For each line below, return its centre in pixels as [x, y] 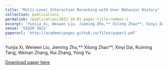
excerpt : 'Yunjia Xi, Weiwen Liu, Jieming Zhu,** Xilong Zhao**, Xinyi [81, 24]
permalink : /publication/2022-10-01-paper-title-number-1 [67, 19]
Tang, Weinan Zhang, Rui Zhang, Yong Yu [48, 52]
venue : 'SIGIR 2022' [27, 28]
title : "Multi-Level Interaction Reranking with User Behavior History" [82, 10]
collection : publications [32, 14]
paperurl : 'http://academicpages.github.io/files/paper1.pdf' [71, 33]
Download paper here [27, 62]
